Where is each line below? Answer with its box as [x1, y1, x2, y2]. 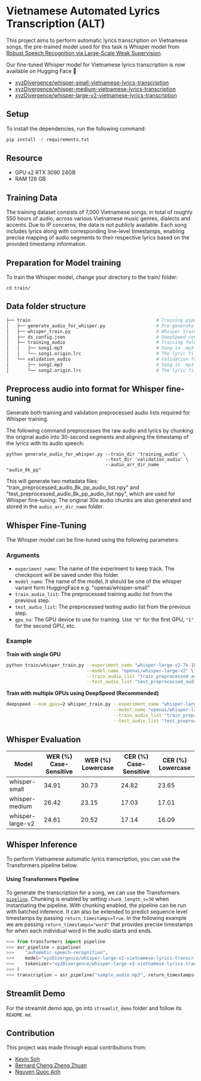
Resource [6, 153, 43, 163]
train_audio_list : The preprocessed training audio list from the [14, 590, 172, 597]
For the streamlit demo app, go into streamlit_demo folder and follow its [6, 1004, 182, 1012]
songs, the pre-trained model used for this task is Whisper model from [6, 43, 179, 50]
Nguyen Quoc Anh [14, 1068, 61, 1076]
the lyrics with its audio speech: [6, 440, 85, 447]
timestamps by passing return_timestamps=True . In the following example [6, 914, 187, 921]
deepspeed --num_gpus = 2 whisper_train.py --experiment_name [6, 702, 160, 707]
